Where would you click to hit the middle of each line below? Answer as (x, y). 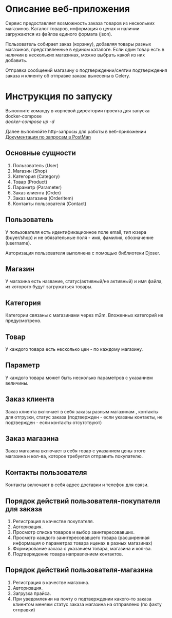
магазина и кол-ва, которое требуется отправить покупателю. (74, 456)
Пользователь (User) (36, 165)
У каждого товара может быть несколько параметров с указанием (79, 377)
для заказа (24, 509)
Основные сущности (41, 153)
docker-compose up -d (30, 122)
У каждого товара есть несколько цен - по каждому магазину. (74, 349)
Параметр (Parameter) (37, 187)
